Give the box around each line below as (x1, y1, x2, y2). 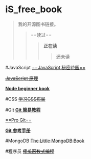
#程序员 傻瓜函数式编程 (5, 148, 55, 154)
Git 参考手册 (5, 127, 31, 134)
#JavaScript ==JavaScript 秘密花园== (5, 64, 86, 70)
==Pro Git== (5, 117, 32, 123)
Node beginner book (5, 85, 50, 91)
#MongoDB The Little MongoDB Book (5, 138, 84, 144)
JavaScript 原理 (5, 75, 38, 81)
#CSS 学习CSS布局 (5, 96, 46, 102)
